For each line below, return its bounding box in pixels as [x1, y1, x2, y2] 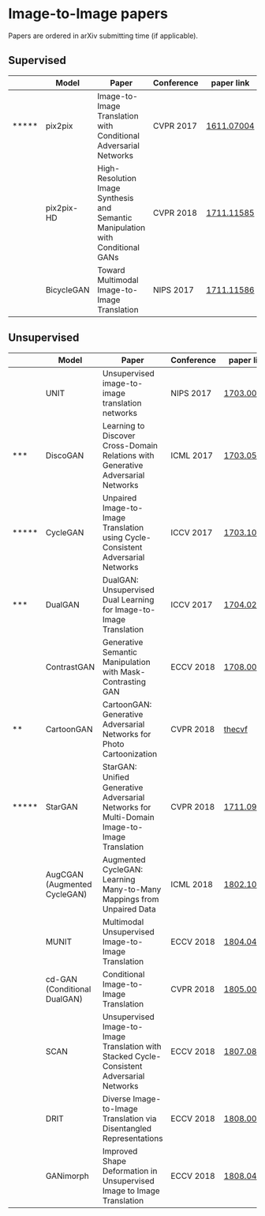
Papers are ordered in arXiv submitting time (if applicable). [8, 31, 199, 40]
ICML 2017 [170, 450, 213, 461]
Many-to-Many [102, 883, 162, 894]
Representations [102, 1132, 163, 1143]
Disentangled [102, 1123, 152, 1134]
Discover [102, 430, 136, 441]
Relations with [102, 450, 155, 461]
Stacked [102, 1051, 133, 1062]
